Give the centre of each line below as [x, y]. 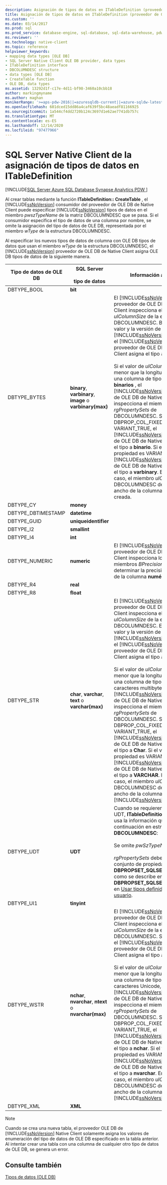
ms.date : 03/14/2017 [27, 24]
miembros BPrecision [138, 564]
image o [80, 400]
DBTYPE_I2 [21, 529]
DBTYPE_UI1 [23, 903]
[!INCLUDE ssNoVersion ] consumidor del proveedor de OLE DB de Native [80, 205]
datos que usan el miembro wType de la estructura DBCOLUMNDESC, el [79, 246]
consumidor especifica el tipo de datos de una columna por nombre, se [78, 221]
